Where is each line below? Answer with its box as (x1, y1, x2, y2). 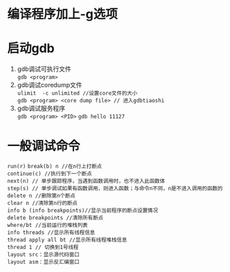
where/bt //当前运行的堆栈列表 (7, 222, 88, 229)
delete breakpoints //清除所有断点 (7, 215, 104, 221)
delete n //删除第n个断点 (7, 192, 76, 199)
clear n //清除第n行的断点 (7, 200, 78, 207)
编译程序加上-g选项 (7, 6, 118, 22)
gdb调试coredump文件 (17, 81, 82, 89)
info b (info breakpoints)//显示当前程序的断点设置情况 (7, 207, 158, 215)
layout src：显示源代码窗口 (7, 251, 80, 258)
